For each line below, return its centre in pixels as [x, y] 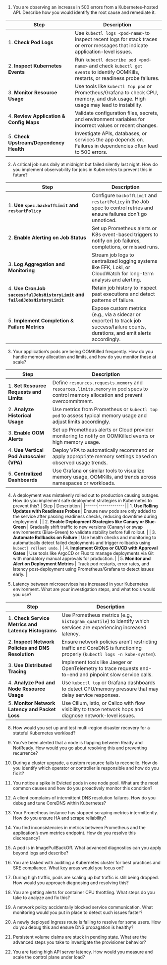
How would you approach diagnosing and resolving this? [71, 883]
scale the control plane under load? [49, 957]
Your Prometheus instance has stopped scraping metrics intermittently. [85, 813]
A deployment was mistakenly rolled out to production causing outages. [86, 495]
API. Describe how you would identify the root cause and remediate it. [84, 12]
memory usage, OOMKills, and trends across [104, 477]
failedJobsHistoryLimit [36, 300]
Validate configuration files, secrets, [116, 113]
